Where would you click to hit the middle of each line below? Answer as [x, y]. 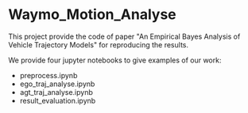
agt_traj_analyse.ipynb [56, 92]
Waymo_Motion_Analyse [92, 15]
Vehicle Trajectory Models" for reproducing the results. [99, 44]
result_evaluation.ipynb [58, 100]
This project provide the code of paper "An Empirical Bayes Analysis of [124, 36]
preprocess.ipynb [48, 75]
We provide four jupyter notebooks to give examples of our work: [115, 60]
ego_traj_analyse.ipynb [57, 84]
